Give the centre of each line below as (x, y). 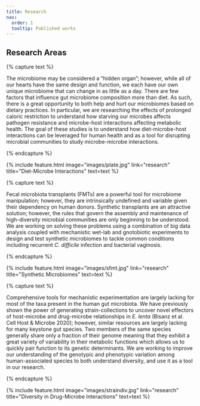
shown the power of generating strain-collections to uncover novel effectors (100, 310)
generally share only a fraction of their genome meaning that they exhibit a (98, 336)
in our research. (26, 367)
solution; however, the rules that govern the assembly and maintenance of (97, 213)
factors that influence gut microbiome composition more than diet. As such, (99, 97)
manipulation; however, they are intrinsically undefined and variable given (97, 201)
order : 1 (22, 23)
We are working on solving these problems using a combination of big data (99, 226)
